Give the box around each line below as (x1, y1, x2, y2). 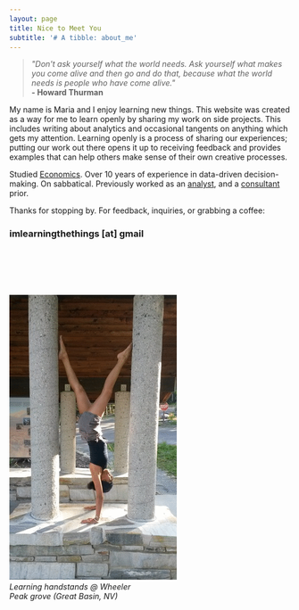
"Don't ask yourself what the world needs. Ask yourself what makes (30, 59, 283, 70)
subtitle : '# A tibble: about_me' (9, 33, 138, 42)
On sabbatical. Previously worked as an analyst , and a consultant (40, 178, 280, 189)
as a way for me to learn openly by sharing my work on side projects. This (9, 114, 281, 125)
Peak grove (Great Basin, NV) (9, 590, 119, 601)
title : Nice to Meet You (9, 23, 102, 33)
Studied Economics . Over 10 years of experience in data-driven (9, 169, 243, 180)
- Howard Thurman (30, 87, 104, 98)
